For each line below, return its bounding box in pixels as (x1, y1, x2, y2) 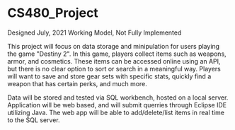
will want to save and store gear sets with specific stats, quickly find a (7, 72, 212, 81)
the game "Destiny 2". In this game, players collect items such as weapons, (7, 49, 227, 58)
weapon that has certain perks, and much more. (7, 79, 147, 88)
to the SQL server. (7, 115, 60, 124)
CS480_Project (7, 5, 99, 21)
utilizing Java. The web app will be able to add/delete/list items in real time (7, 108, 225, 117)
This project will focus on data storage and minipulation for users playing (7, 42, 220, 50)
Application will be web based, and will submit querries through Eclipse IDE (7, 100, 227, 109)
